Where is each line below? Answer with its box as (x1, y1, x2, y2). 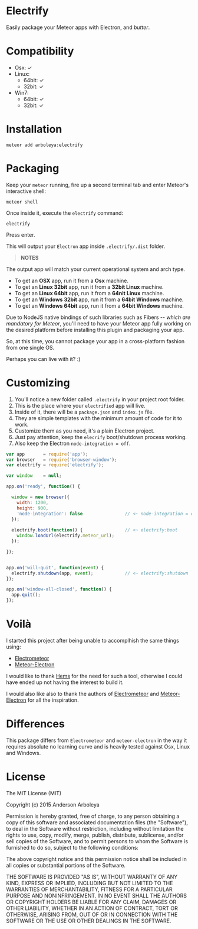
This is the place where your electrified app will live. (14, 402, 146, 409)
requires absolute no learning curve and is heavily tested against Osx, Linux (6, 743, 190, 750)
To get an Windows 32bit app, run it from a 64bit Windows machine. (14, 296, 184, 303)
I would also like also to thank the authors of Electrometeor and (6, 691, 159, 697)
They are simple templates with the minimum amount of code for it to (14, 414, 183, 421)
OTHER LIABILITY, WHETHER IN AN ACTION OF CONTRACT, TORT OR (6, 904, 178, 912)
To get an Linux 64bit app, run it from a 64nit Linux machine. (14, 289, 164, 296)
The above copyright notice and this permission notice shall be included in (6, 855, 187, 862)
